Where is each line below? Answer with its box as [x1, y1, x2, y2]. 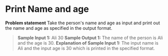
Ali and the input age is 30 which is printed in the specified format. [17, 45, 155, 51]
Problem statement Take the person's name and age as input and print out [5, 20, 160, 26]
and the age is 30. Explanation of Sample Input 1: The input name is [17, 40, 159, 46]
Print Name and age [5, 3, 89, 15]
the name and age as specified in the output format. [5, 25, 113, 31]
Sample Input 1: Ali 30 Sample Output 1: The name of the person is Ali [17, 35, 163, 41]
